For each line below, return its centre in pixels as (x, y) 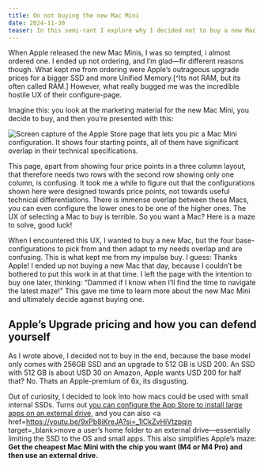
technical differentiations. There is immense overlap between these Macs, (128, 200)
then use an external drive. (53, 456)
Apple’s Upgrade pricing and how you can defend (132, 325)
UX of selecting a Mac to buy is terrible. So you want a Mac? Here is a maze (132, 217)
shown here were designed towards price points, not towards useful (119, 192)
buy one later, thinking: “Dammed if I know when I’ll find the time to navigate (132, 283)
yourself (30, 336)
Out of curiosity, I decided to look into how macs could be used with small (128, 396)
